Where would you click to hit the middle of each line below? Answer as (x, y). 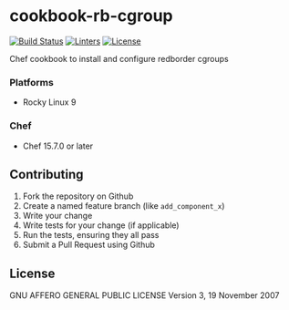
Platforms (32, 82)
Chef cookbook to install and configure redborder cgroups (119, 58)
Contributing (46, 174)
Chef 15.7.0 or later (58, 146)
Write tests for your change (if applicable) (101, 225)
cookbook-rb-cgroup (91, 16)
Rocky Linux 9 (49, 102)
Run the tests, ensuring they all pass (91, 235)
